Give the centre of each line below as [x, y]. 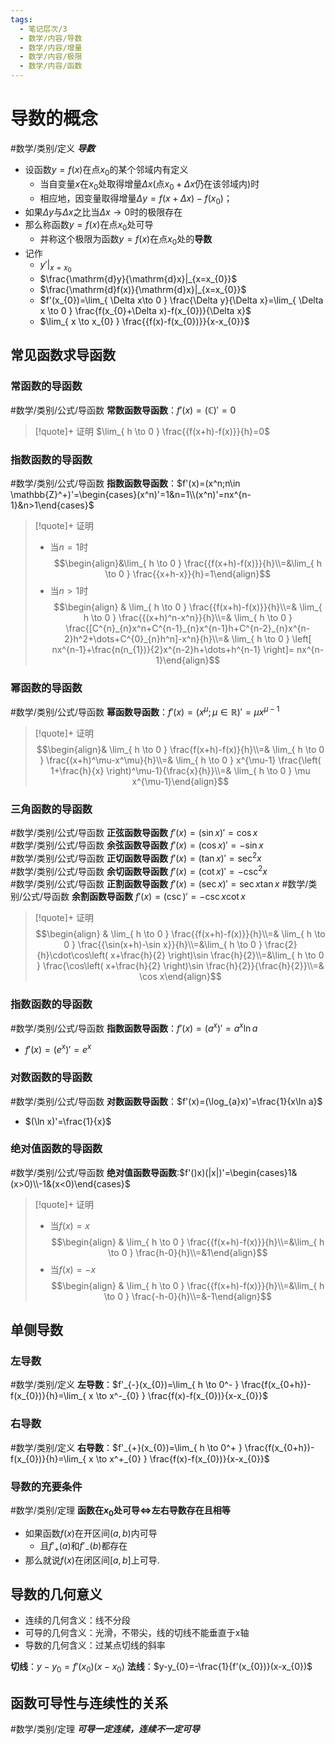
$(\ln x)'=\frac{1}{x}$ [68, 1121]
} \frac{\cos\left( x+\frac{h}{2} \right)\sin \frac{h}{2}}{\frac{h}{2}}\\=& [180, 965]
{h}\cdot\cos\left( [72, 955]
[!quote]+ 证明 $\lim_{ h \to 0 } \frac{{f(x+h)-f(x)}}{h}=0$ [152, 431]
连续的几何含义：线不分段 [77, 1620]
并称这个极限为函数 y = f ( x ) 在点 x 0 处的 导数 [126, 240]
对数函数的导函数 [51, 1078]
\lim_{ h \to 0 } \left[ [271, 639]
